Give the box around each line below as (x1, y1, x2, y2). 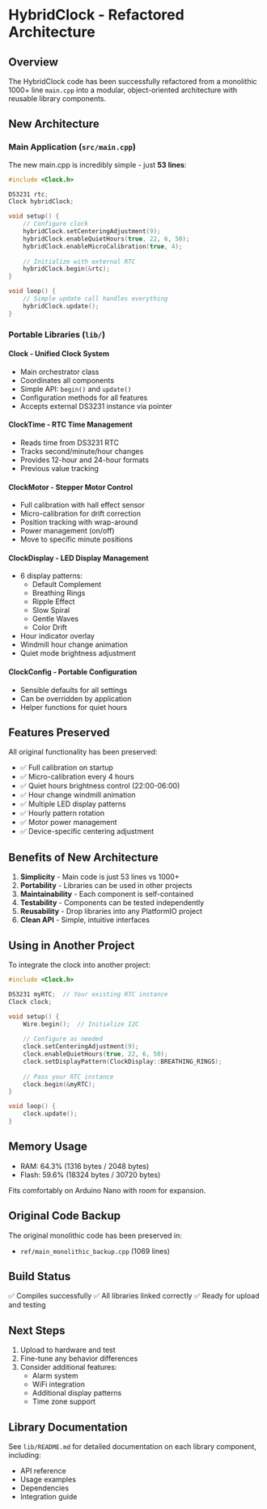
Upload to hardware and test (19, 1345, 116, 1355)
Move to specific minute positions (19, 534, 133, 544)
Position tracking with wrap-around (19, 517, 138, 527)
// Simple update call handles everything (23, 295, 168, 303)
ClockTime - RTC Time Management (8, 419, 133, 430)
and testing (8, 1300, 46, 1310)
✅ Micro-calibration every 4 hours (19, 772, 135, 782)
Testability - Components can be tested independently (19, 898, 205, 908)
